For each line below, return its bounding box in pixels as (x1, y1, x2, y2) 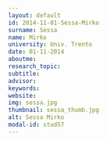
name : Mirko (8, 33, 47, 42)
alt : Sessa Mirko (8, 114, 65, 121)
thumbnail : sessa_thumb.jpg (8, 107, 100, 114)
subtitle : (8, 70, 41, 78)
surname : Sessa (8, 26, 58, 34)
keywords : (8, 84, 41, 92)
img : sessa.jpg (8, 99, 58, 107)
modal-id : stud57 (8, 121, 65, 128)
